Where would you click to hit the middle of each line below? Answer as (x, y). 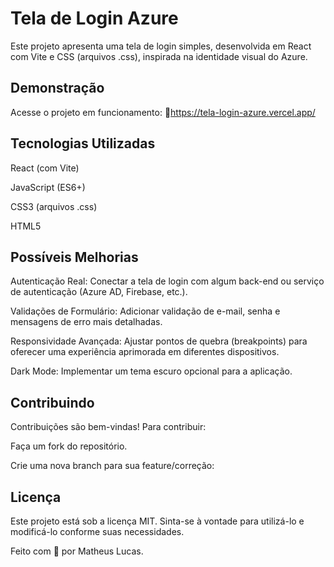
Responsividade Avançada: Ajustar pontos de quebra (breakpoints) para (159, 341)
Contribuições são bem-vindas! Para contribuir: (108, 427)
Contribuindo (52, 402)
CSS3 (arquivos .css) (54, 206)
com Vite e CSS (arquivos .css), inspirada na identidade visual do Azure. (159, 56)
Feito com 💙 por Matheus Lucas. (77, 551)
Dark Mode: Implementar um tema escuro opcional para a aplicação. (151, 371)
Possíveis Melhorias (74, 257)
